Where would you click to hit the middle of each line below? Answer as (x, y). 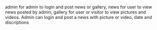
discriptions (17, 22)
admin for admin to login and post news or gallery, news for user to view (78, 7)
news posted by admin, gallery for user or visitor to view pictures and (76, 12)
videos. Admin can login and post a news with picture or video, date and (78, 17)
